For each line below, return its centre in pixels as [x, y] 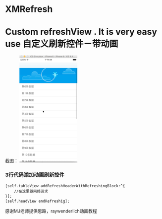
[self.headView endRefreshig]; [37, 201]
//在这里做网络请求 [31, 191]
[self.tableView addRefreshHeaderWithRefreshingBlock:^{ [65, 186]
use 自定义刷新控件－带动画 [62, 44]
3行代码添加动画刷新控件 [35, 175]
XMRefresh [29, 9]
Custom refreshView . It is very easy [81, 32]
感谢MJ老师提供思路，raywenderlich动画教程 [51, 211]
